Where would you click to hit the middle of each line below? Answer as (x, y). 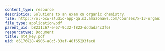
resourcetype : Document (29, 32)
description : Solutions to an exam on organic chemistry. (66, 14)
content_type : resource (29, 9)
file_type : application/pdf (34, 23)
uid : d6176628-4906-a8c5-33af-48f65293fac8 (50, 41)
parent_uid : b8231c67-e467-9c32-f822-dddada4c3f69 (58, 28)
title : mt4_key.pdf (25, 37)
